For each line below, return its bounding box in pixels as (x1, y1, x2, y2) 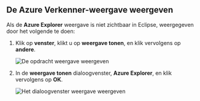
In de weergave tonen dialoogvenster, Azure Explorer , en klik (15, 69, 172, 77)
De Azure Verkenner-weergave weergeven (6, 5, 174, 15)
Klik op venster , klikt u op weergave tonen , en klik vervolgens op (15, 39, 181, 46)
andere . (15, 46, 36, 53)
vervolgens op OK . (15, 75, 63, 83)
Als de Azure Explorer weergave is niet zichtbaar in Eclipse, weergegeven (6, 21, 194, 28)
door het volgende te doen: (6, 27, 75, 35)
